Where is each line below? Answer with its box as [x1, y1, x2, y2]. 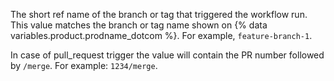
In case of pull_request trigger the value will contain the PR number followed [10, 49, 325, 61]
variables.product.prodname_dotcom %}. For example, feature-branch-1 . [10, 30, 313, 41]
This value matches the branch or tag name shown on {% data [10, 19, 268, 31]
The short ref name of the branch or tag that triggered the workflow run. [10, 9, 308, 20]
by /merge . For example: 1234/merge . [10, 60, 158, 71]
